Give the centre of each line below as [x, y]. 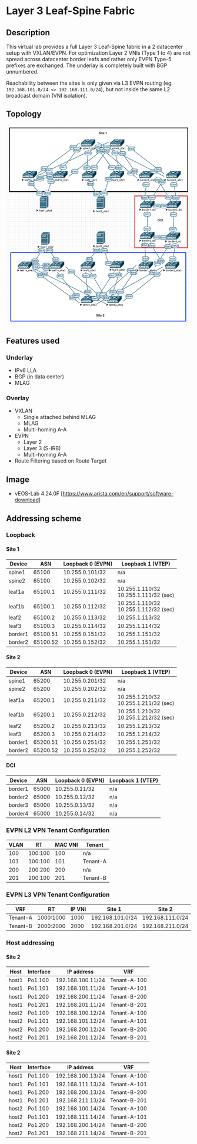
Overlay [18, 398]
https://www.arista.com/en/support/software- [118, 494]
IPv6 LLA [26, 370]
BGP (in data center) [39, 377]
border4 [19, 813]
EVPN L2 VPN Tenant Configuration [58, 830]
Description [28, 33]
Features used [33, 340]
